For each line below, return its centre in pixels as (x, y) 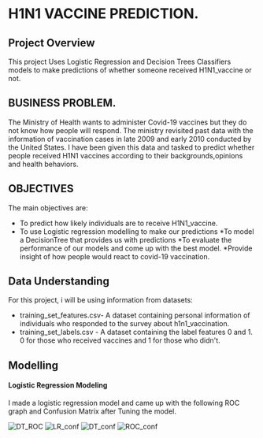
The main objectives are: (48, 208)
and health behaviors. (43, 164)
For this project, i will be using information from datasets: (100, 300)
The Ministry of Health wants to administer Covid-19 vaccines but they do (128, 122)
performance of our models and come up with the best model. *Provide (136, 248)
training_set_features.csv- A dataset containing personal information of (135, 315)
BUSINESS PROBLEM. (62, 103)
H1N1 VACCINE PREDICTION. (104, 14)
